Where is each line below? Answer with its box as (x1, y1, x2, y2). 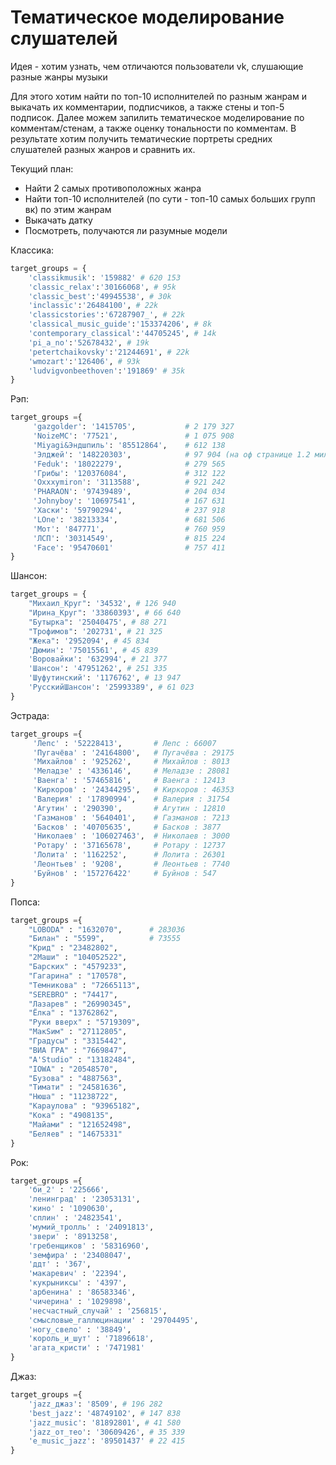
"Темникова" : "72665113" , (28, 980, 141, 990)
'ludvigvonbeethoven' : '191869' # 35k (28, 366, 186, 376)
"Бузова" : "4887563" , (28, 1073, 123, 1083)
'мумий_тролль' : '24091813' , (28, 1222, 155, 1232)
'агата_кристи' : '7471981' (28, 1343, 145, 1353)
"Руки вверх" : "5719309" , (28, 1017, 141, 1028)
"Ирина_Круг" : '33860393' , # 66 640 (28, 608, 182, 618)
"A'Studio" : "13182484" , (28, 1054, 137, 1065)
